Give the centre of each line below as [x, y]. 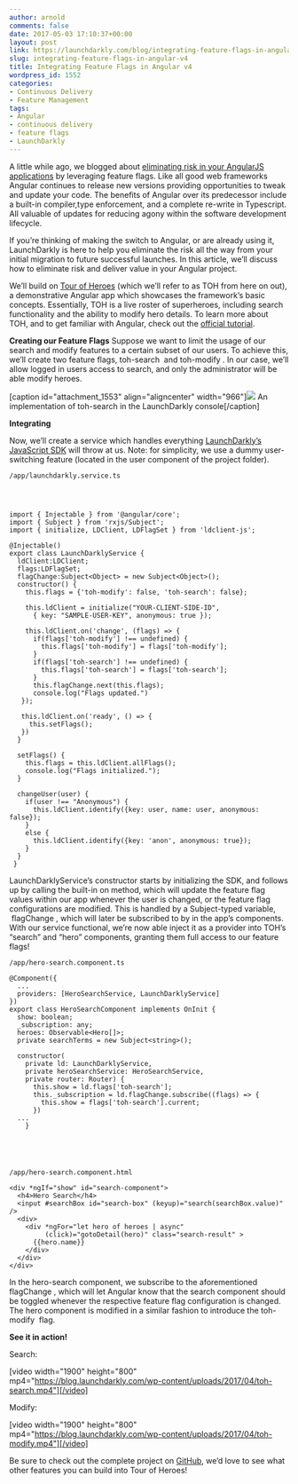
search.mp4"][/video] [49, 1390]
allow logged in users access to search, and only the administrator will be [143, 368]
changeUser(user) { [53, 794]
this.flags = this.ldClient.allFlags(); [101, 763]
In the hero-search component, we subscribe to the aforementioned [133, 1282]
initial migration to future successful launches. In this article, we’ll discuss [143, 259]
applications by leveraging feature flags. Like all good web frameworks [138, 176]
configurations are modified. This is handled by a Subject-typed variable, [143, 908]
